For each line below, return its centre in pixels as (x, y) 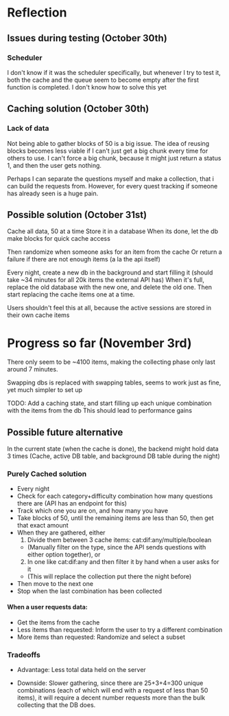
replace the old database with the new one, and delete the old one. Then (110, 288)
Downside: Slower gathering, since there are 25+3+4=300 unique (110, 683)
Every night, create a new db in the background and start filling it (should (110, 272)
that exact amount (43, 525)
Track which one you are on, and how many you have (93, 511)
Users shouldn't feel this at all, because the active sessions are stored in (109, 308)
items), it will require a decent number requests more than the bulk (111, 697)
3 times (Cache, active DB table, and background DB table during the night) (114, 456)
